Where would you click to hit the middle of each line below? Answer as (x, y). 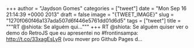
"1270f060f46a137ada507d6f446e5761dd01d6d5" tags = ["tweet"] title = (93, 21)
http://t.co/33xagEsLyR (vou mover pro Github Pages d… (74, 39)
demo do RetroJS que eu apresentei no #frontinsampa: (72, 33)
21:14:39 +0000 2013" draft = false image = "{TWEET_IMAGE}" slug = (90, 14)
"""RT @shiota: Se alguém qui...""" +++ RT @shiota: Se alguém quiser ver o (97, 27)
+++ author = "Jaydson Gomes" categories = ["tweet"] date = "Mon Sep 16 (96, 8)
